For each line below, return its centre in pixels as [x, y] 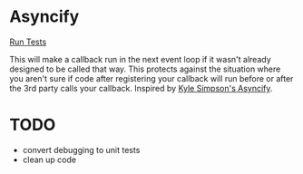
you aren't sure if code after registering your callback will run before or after [151, 78]
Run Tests [28, 42]
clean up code [49, 159]
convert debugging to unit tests [81, 150]
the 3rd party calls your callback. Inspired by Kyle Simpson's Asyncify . [141, 88]
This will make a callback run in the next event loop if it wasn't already [141, 59]
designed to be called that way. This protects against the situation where [145, 69]
